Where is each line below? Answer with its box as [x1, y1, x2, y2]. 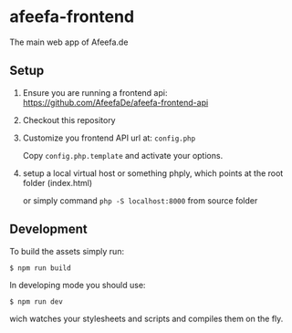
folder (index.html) [22, 177, 93, 188]
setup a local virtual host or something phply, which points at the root [22, 167, 284, 179]
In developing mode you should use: [9, 279, 146, 290]
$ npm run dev [9, 297, 64, 307]
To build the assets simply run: [9, 245, 125, 256]
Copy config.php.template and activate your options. [22, 150, 224, 161]
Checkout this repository [22, 114, 116, 125]
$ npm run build [9, 263, 71, 273]
